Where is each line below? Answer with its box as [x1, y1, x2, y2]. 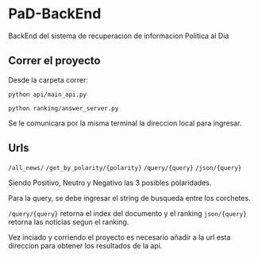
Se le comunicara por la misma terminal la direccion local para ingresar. [8, 118, 242, 128]
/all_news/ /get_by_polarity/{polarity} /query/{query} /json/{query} [8, 164, 242, 171]
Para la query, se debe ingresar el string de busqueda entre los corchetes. [8, 193, 252, 202]
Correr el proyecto [8, 54, 101, 67]
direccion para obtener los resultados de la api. [8, 241, 163, 250]
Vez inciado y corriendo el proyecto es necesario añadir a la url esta [8, 232, 231, 242]
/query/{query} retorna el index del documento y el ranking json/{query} [8, 208, 248, 218]
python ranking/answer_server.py [8, 104, 119, 112]
